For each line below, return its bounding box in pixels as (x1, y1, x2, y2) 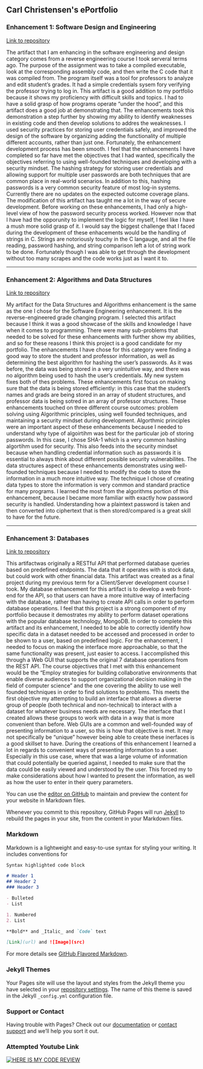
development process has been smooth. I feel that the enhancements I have (6, 145, 195, 152)
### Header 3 (6, 884, 39, 890)
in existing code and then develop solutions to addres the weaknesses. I (6, 119, 186, 127)
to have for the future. (6, 513, 61, 521)
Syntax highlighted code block (6, 862, 85, 868)
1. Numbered (6, 911, 36, 917)
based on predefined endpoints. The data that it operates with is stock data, (6, 566, 195, 573)
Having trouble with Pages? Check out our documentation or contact (6, 1021, 177, 1028)
